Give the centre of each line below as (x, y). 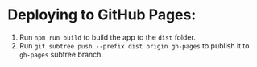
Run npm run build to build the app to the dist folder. (108, 37)
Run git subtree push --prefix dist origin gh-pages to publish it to (134, 45)
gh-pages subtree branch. (61, 54)
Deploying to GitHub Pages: (102, 15)
